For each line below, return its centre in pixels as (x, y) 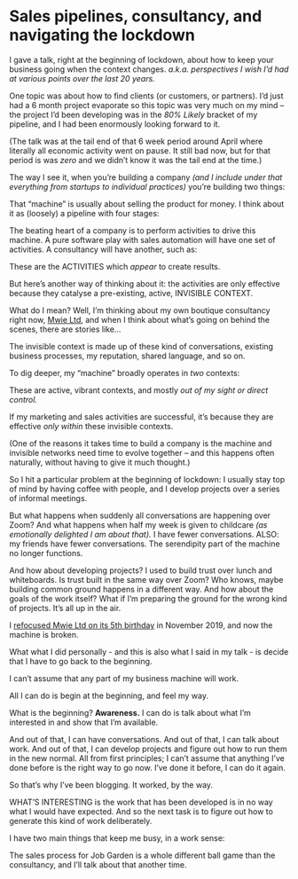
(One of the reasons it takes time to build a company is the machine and (141, 443)
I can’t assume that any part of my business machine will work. (124, 678)
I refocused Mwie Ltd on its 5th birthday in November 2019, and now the (141, 625)
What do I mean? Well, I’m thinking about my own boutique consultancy (140, 310)
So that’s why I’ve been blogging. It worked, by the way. (111, 785)
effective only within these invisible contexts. (91, 426)
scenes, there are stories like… (65, 329)
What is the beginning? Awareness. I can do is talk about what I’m (130, 712)
